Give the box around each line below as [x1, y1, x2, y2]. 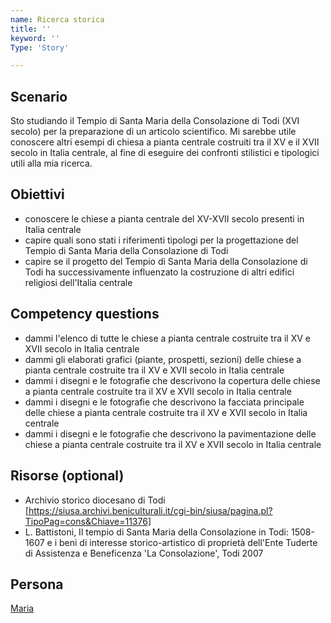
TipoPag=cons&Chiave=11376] [24, 515, 152, 527]
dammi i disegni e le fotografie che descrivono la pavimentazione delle [24, 427, 317, 440]
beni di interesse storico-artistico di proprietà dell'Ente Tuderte [59, 536, 318, 548]
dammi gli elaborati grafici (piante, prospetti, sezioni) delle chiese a [24, 353, 302, 365]
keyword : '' [10, 33, 60, 43]
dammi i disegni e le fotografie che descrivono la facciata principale [24, 396, 305, 408]
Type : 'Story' [10, 42, 70, 53]
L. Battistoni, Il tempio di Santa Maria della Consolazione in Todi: [24, 526, 289, 538]
